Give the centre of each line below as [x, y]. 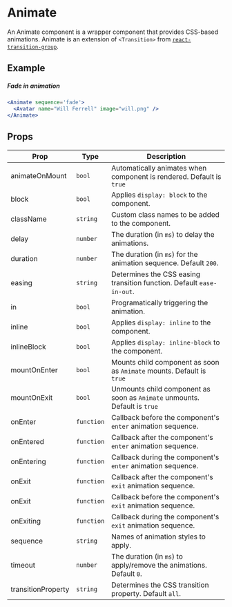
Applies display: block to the [159, 195]
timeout [23, 565]
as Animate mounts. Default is [159, 371]
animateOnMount [39, 175]
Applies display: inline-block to [166, 342]
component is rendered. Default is [166, 176]
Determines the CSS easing [156, 274]
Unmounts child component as [161, 389]
